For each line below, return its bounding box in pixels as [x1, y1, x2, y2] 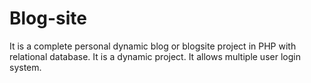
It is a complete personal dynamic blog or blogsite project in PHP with [9, 40, 297, 52]
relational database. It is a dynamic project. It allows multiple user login [9, 50, 301, 62]
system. [9, 61, 42, 73]
